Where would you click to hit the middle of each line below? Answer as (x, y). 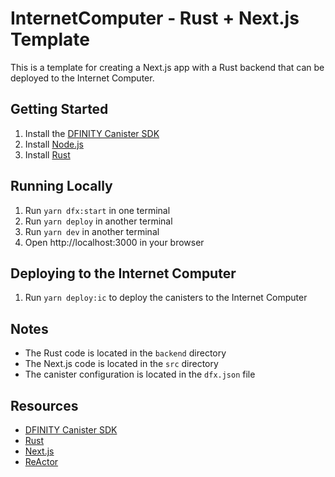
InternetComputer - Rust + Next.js (155, 18)
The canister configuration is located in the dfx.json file (140, 374)
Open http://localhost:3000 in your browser (114, 242)
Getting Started (59, 109)
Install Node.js (54, 144)
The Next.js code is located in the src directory (121, 364)
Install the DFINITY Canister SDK (92, 133)
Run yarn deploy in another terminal (98, 221)
